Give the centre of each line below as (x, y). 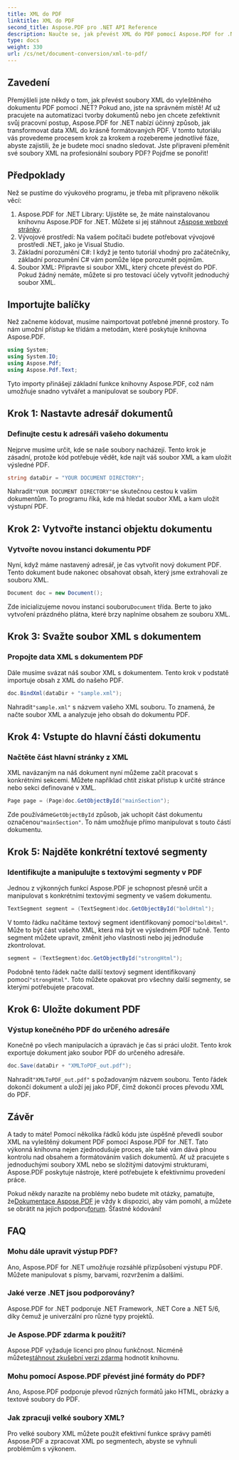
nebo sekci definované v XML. (52, 788)
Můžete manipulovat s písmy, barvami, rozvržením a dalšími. (96, 1274)
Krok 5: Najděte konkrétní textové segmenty (107, 852)
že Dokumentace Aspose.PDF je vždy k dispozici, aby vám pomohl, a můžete (119, 1201)
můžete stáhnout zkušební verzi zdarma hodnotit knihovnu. (94, 1358)
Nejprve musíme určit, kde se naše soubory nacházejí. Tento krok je (107, 450)
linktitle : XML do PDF (41, 21)
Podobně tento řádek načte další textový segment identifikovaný (102, 972)
